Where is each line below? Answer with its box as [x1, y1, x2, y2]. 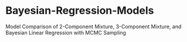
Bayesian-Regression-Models [5, 4, 154, 17]
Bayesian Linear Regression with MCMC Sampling [5, 29, 127, 36]
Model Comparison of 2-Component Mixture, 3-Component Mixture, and [5, 23, 182, 30]
